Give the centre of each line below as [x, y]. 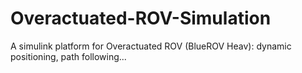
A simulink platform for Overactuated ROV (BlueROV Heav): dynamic [151, 46]
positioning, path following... [68, 56]
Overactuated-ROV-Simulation [141, 18]
